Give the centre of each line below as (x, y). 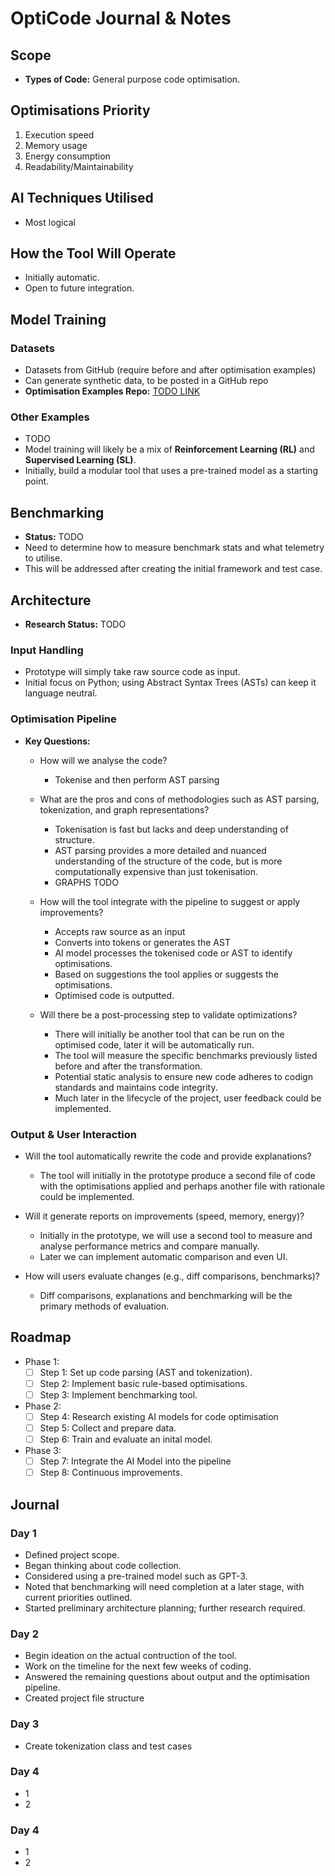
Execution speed (59, 134)
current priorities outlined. (78, 1597)
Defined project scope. (72, 1554)
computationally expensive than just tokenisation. (156, 871)
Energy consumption (67, 156)
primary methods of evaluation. (104, 1306)
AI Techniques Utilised (82, 198)
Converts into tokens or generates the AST (142, 942)
